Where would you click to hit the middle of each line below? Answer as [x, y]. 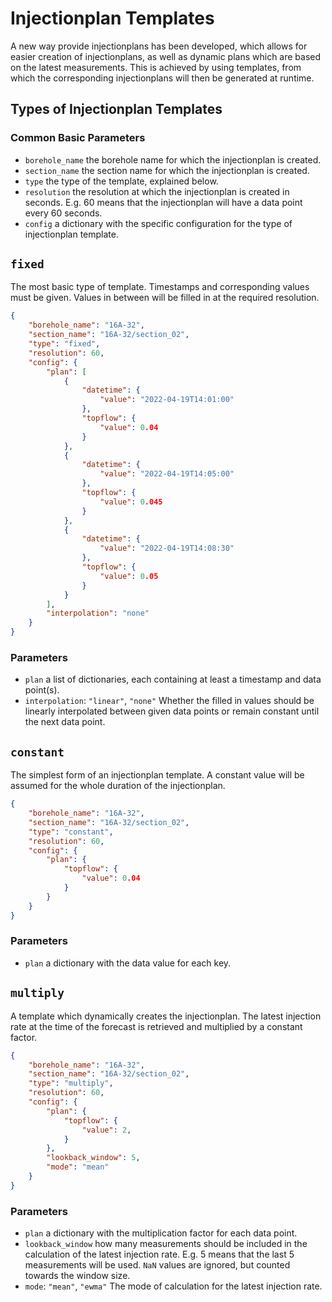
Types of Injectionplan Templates [116, 109]
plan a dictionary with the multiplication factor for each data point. [161, 1233]
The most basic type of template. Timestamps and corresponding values [160, 287]
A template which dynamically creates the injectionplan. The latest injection [166, 1016]
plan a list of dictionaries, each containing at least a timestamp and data [173, 679]
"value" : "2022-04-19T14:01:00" [167, 400]
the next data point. [65, 722]
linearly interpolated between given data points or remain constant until [172, 711]
